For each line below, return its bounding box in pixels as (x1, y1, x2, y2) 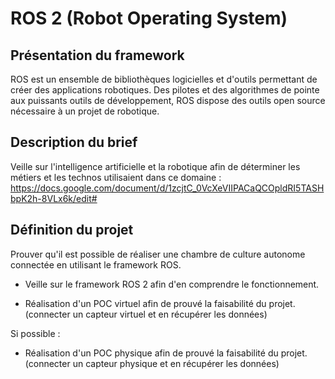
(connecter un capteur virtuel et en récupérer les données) (24, 308, 268, 320)
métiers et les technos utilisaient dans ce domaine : (10, 171, 222, 183)
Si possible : (10, 327, 61, 339)
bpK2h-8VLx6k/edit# (10, 192, 98, 204)
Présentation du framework (10, 47, 185, 64)
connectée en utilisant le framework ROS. (10, 258, 182, 271)
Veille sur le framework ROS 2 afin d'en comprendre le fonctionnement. (24, 278, 320, 290)
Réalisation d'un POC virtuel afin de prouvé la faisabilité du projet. (24, 297, 296, 309)
